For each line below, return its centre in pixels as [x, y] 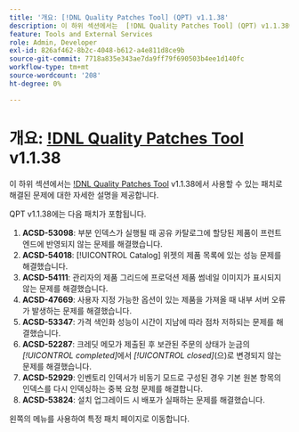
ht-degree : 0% [36, 84]
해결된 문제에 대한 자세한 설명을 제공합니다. [84, 195]
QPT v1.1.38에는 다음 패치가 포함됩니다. [78, 214]
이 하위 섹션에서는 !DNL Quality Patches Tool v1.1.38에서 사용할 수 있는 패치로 [146, 183]
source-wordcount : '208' [55, 76]
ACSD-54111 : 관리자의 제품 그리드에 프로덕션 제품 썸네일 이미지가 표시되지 [152, 277]
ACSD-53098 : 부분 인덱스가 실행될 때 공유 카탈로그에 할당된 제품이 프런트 [152, 232]
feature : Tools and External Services [81, 34]
